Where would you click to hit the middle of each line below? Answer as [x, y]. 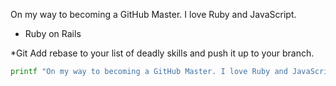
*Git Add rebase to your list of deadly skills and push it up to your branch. [162, 53]
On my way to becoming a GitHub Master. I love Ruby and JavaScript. [153, 14]
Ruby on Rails [53, 33]
